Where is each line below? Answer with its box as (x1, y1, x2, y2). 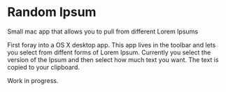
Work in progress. (7, 76, 59, 84)
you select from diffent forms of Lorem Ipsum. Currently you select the (7, 48, 211, 56)
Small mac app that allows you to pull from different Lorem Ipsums (7, 27, 198, 36)
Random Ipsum (7, 4, 97, 20)
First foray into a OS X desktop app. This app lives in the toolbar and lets (7, 40, 216, 49)
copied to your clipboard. (7, 63, 80, 71)
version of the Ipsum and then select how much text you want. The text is (7, 55, 219, 63)
